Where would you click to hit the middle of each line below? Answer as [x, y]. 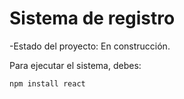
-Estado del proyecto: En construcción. [90, 46]
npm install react [47, 83]
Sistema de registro [92, 18]
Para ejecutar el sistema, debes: [75, 65]
